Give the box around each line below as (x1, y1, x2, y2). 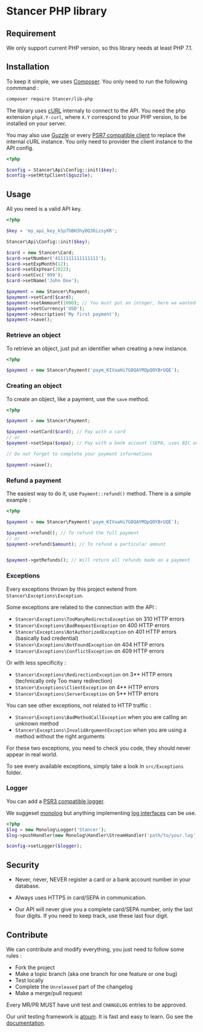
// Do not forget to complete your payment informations (6, 451, 153, 457)
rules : (6, 952, 22, 959)
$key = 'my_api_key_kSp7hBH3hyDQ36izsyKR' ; (6, 228, 118, 234)
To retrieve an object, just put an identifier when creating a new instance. (6, 344, 188, 352)
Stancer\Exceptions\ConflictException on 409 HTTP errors (14, 647, 164, 654)
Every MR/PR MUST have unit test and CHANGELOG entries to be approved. (6, 1001, 187, 1008)
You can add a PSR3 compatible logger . (6, 798, 105, 805)
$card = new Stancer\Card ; (6, 250, 74, 256)
